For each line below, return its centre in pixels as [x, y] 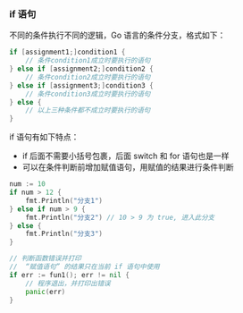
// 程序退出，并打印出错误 [68, 283]
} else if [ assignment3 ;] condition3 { [81, 85]
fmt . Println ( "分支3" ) [64, 234]
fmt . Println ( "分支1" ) [64, 200]
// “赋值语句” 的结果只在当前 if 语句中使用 [84, 267]
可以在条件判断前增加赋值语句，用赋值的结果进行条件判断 [128, 167]
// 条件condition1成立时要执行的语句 [88, 61]
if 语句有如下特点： [44, 137]
